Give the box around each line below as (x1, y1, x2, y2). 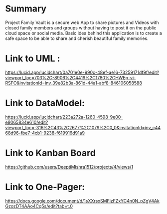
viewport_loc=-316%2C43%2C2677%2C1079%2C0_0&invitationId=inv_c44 (5, 124, 161, 130)
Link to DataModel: (5, 98, 85, 109)
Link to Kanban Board (5, 148, 96, 159)
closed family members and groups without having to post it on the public (5, 24, 157, 30)
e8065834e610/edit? (5, 119, 48, 125)
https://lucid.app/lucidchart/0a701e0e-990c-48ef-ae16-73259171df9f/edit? (5, 69, 160, 75)
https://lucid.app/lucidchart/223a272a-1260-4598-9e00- (5, 114, 123, 120)
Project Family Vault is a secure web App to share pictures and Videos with (5, 19, 160, 25)
